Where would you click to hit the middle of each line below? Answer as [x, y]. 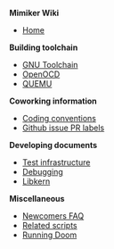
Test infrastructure [56, 162]
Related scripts [49, 225]
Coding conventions [59, 118]
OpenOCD [41, 74]
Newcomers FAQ [53, 216]
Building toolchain [44, 47]
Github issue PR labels [63, 128]
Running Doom [49, 235]
